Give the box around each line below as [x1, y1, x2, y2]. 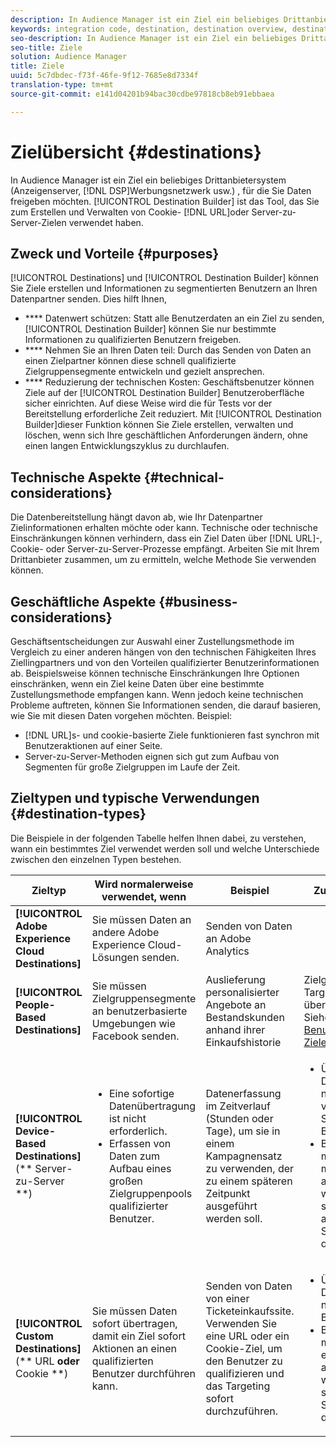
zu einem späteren [205, 1174, 293, 1188]
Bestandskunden [205, 1010, 285, 1024]
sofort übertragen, [91, 1316, 178, 1330]
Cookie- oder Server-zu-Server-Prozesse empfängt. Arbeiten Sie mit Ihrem [10, 543, 320, 555]
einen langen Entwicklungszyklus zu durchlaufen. [24, 440, 230, 452]
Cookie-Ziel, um [205, 1341, 283, 1355]
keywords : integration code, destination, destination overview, [10, 24, 288, 34]
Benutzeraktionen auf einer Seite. [24, 740, 163, 751]
